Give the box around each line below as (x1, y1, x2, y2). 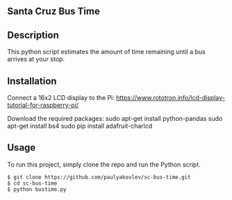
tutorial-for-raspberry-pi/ (7, 101, 79, 110)
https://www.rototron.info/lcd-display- (115, 94, 226, 102)
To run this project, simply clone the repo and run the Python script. (7, 160, 201, 169)
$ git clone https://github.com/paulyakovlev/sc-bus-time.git (7, 174, 191, 181)
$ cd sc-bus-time (7, 180, 58, 187)
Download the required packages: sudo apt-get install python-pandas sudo (7, 115, 223, 123)
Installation (7, 75, 57, 87)
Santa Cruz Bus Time (7, 6, 101, 17)
